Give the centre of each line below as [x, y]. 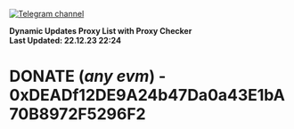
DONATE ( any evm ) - [88, 77]
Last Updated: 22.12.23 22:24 [65, 40]
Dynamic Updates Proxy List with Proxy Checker [101, 31]
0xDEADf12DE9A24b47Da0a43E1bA [147, 96]
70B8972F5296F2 [78, 114]
